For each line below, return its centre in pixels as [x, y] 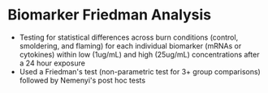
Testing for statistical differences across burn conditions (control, [129, 37]
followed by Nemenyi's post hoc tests [82, 80]
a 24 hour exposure [52, 63]
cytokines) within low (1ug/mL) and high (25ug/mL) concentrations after [139, 54]
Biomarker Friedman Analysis [110, 15]
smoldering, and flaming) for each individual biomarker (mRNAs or [130, 45]
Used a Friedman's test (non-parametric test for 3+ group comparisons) [140, 71]
